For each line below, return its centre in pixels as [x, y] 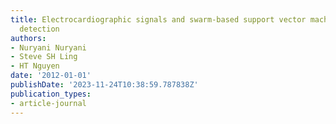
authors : [28, 38]
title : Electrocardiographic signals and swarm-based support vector [158, 19]
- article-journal [48, 103]
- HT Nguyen [35, 66]
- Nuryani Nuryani [48, 47]
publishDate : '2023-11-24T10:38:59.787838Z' [104, 85]
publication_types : [51, 94]
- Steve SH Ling [44, 57]
